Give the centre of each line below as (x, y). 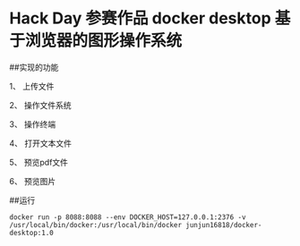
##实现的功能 (34, 67)
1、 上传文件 (32, 86)
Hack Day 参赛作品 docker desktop (140, 18)
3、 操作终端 (33, 124)
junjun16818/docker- (223, 225)
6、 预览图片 (33, 181)
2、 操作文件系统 (40, 105)
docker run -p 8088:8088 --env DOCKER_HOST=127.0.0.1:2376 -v (128, 217)
